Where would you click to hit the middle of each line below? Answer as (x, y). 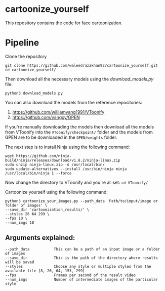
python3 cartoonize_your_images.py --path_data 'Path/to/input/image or (82, 201)
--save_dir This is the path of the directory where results (82, 258)
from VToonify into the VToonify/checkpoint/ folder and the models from (79, 132)
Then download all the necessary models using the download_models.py (79, 79)
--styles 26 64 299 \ (27, 214)
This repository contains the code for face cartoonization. (64, 23)
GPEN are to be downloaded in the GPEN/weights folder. (61, 137)
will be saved (20, 262)
